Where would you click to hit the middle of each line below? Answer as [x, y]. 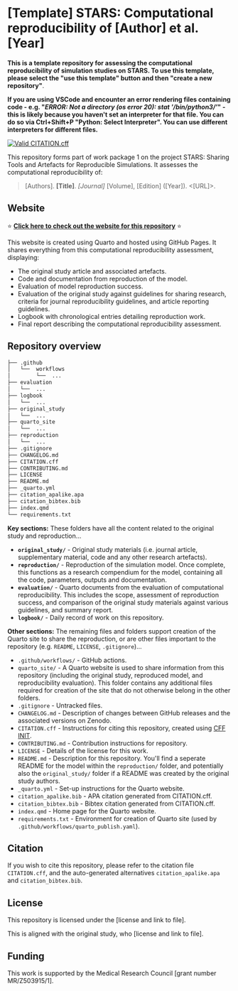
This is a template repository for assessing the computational [100, 63]
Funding [26, 956]
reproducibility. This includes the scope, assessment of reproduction [118, 595]
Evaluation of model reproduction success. [80, 286]
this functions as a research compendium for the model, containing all [120, 572]
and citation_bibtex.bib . [45, 881]
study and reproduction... [44, 536]
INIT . [25, 735]
